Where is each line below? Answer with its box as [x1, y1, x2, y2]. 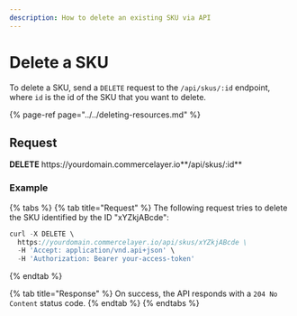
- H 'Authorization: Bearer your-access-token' [17, 255, 195, 264]
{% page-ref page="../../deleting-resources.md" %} [9, 109, 201, 120]
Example [9, 181, 49, 194]
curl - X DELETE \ [9, 229, 75, 238]
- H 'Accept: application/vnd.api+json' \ [17, 246, 175, 256]
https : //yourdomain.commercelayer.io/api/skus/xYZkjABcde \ [17, 237, 247, 246]
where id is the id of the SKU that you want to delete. [9, 91, 207, 102]
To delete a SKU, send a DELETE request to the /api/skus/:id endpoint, [9, 82, 271, 93]
